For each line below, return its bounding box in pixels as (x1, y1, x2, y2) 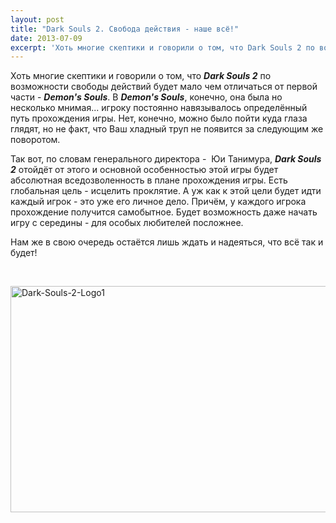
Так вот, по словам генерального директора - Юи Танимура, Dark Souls (10, 153, 322, 165)
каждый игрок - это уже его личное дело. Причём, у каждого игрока (10, 196, 307, 208)
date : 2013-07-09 (10, 33, 83, 43)
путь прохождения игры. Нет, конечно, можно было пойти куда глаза (10, 112, 308, 125)
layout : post (10, 14, 65, 25)
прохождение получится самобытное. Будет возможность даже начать (10, 206, 318, 218)
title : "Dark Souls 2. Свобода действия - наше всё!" (10, 24, 240, 34)
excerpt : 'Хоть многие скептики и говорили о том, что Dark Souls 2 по (10, 42, 315, 53)
